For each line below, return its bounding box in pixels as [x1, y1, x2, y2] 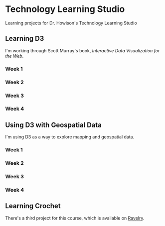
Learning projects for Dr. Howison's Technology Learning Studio [5, 20, 137, 26]
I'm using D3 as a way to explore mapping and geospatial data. [5, 134, 135, 140]
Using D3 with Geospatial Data [5, 120, 102, 129]
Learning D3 [5, 34, 44, 43]
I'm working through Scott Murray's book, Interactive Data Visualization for [5, 47, 160, 53]
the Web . [5, 53, 24, 59]
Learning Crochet [5, 202, 61, 210]
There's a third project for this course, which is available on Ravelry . [5, 215, 145, 221]
